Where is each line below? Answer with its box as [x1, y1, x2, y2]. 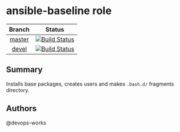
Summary [6, 65, 43, 75]
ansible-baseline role [6, 4, 112, 18]
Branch [9, 25, 30, 33]
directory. [6, 86, 29, 93]
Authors [6, 104, 37, 114]
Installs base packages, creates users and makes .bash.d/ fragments [6, 80, 175, 87]
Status [45, 25, 65, 33]
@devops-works [6, 119, 46, 126]
